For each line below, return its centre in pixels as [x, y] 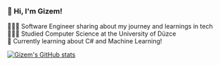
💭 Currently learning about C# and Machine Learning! [85, 41]
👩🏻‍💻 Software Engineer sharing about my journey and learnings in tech [110, 27]
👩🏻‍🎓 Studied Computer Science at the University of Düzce [92, 34]
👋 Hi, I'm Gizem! [35, 11]
